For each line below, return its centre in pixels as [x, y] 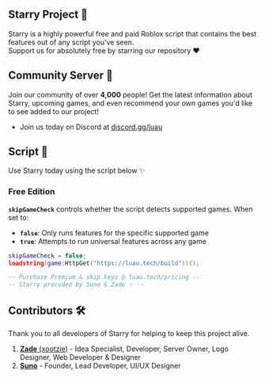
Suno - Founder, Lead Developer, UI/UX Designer [100, 366]
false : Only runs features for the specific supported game [114, 233]
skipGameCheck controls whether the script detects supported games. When [131, 209]
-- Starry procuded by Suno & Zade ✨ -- [76, 285]
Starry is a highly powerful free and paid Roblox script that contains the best [132, 33]
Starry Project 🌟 [48, 15]
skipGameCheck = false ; [47, 256]
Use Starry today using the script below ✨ [77, 170]
